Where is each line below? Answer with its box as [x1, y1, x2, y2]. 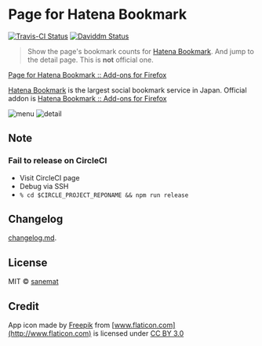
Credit [8, 300, 39, 313]
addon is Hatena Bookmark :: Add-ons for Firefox [8, 93, 167, 103]
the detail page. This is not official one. [27, 55, 155, 64]
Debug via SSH [19, 181, 69, 191]
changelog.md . [8, 233, 57, 242]
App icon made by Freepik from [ [8, 320, 115, 330]
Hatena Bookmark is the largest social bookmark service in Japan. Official [8, 85, 247, 95]
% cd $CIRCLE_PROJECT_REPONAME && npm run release [19, 191, 189, 199]
